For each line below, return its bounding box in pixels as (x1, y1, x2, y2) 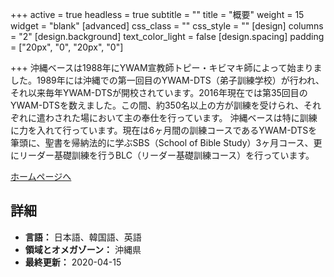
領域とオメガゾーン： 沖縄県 (24, 243, 142, 255)
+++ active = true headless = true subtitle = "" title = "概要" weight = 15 (10, 9, 305, 20)
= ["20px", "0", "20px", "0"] (10, 41, 124, 53)
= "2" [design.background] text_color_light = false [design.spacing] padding (10, 31, 325, 42)
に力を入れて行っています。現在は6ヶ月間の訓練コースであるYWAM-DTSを (10, 124, 318, 136)
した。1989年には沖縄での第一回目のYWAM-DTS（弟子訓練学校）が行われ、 (10, 74, 325, 86)
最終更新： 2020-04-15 (24, 256, 122, 268)
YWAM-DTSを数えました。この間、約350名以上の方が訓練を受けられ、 (10, 99, 304, 111)
